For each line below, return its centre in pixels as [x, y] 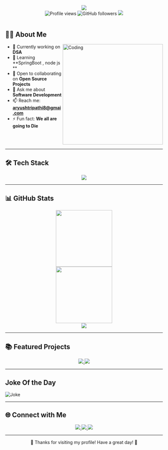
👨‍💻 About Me [26, 35]
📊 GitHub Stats [29, 199]
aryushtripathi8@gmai [36, 107]
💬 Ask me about [29, 89]
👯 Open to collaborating [37, 73]
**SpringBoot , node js [36, 63]
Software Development [37, 94]
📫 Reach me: [26, 100]
